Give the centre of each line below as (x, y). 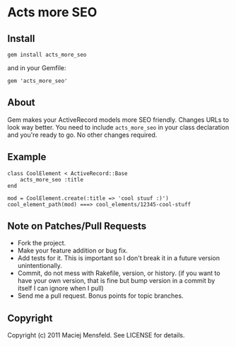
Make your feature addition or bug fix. (73, 251)
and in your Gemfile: (37, 68)
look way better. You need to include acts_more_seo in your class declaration (118, 127)
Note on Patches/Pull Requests (77, 227)
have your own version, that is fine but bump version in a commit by (116, 281)
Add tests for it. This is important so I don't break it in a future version (119, 258)
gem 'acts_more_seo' (38, 81)
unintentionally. (40, 266)
